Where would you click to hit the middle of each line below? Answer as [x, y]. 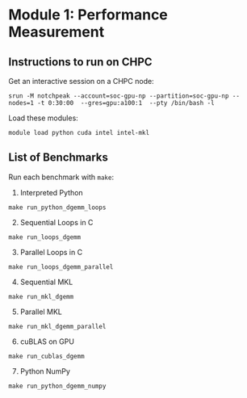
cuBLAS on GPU [47, 341]
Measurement [57, 32]
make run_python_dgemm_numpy [57, 386]
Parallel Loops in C [51, 252]
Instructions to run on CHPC [80, 62]
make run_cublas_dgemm [46, 356]
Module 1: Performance [88, 15]
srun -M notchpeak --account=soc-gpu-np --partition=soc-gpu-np [119, 96]
